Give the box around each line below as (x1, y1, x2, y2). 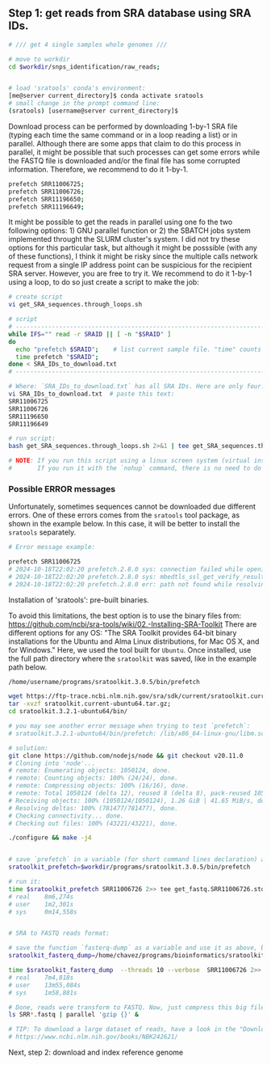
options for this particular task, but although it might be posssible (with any (8, 243, 258, 253)
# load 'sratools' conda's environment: (8, 84, 147, 92)
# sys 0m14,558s (8, 907, 78, 916)
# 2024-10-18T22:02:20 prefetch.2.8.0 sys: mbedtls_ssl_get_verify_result (8, 573, 265, 581)
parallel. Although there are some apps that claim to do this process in (8, 138, 242, 148)
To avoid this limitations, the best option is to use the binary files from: (8, 611, 242, 620)
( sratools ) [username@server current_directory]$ (8, 107, 179, 116)
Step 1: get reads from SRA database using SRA (8, 6, 252, 20)
